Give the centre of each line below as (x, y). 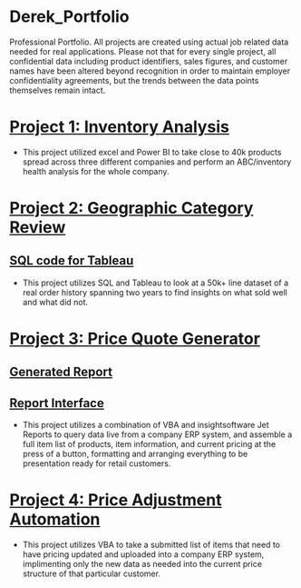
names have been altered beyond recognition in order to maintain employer (150, 71)
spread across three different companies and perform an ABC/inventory (157, 162)
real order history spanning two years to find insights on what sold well (155, 292)
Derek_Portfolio (69, 17)
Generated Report (61, 372)
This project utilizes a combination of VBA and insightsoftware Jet (146, 425)
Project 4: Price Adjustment (116, 500)
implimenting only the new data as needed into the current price (142, 564)
